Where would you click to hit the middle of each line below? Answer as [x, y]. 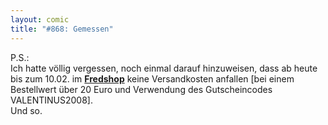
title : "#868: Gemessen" [62, 29]
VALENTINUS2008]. [51, 100]
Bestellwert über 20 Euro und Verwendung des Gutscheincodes [141, 89]
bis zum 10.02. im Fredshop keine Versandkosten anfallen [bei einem [152, 78]
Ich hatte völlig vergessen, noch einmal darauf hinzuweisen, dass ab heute [164, 68]
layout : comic [40, 19]
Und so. [26, 110]
